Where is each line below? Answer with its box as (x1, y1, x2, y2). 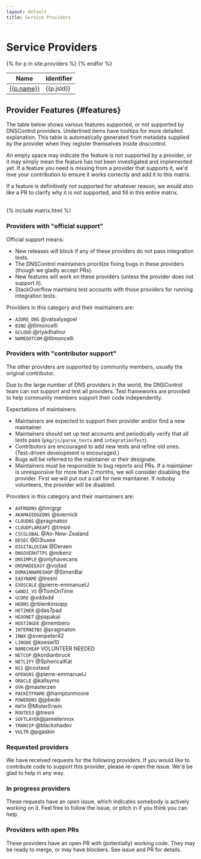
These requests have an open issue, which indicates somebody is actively (6, 798, 190, 806)
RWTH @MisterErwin (14, 702, 62, 709)
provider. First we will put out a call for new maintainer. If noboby (14, 474, 175, 481)
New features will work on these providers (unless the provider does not (14, 273, 194, 280)
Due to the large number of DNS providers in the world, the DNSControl (6, 381, 183, 388)
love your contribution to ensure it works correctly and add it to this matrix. (6, 171, 191, 178)
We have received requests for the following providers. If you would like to (6, 757, 190, 764)
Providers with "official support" (6, 222, 104, 230)
